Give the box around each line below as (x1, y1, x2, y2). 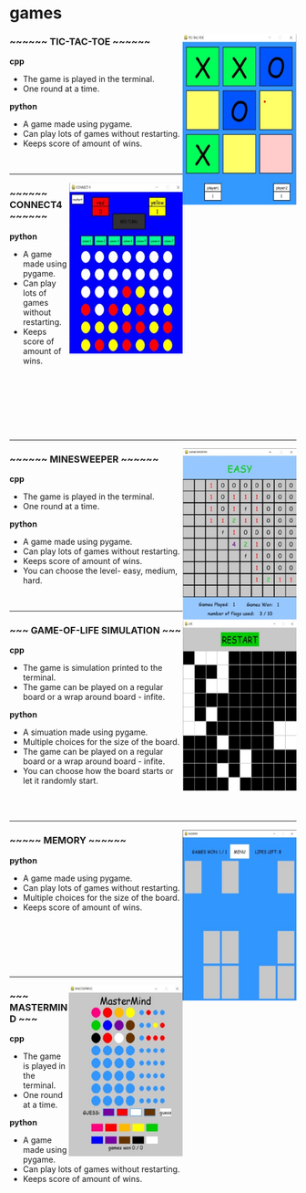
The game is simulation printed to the (22, 663, 163, 674)
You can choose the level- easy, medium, (22, 565, 178, 577)
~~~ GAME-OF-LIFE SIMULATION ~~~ (9, 624, 182, 636)
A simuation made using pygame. (22, 727, 148, 738)
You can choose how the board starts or (22, 766, 174, 777)
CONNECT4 (9, 199, 63, 212)
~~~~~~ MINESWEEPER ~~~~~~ (9, 453, 159, 466)
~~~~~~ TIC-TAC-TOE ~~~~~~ (9, 36, 151, 48)
